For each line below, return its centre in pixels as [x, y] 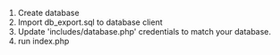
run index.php [43, 41]
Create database [48, 13]
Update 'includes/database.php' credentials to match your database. [144, 31]
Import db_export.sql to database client [90, 22]
